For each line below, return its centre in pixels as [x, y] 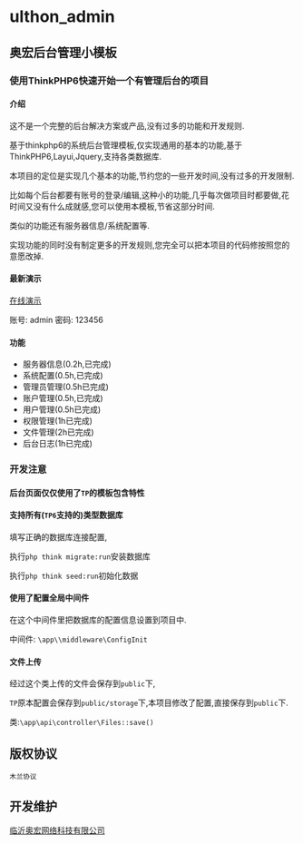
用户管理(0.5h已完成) [62, 409]
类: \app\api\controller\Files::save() [82, 722]
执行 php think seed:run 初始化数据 [74, 575]
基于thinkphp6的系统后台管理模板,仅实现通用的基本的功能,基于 [126, 145]
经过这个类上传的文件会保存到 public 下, [83, 683]
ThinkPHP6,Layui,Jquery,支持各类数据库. [86, 156]
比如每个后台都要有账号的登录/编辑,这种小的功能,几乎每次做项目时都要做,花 [150, 195]
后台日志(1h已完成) [57, 444]
